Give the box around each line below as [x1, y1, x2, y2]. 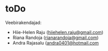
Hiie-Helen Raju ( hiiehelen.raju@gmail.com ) [12, 29, 103, 35]
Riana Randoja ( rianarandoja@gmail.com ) [12, 34, 99, 40]
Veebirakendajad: [5, 19, 42, 25]
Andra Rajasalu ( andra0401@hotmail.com [12, 39, 99, 45]
